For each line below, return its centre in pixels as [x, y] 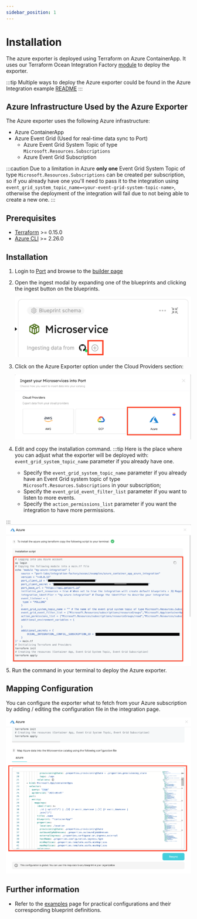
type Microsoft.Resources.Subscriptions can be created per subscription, [96, 175]
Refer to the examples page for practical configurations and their [93, 904]
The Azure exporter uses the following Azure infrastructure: [78, 121]
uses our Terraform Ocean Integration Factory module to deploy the [88, 65]
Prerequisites [31, 218]
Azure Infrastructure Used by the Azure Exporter [97, 106]
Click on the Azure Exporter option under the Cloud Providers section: [99, 366]
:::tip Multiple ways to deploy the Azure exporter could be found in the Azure [98, 82]
